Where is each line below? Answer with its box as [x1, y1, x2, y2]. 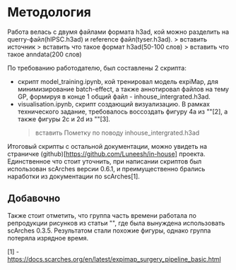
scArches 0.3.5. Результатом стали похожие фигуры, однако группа [7, 226, 211, 235]
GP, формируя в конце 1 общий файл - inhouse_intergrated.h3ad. [17, 92, 211, 101]
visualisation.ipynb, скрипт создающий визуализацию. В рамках [17, 99, 211, 108]
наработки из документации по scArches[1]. [7, 172, 140, 180]
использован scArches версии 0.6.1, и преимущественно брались [7, 164, 206, 173]
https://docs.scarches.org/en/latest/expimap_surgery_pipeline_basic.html [7, 254, 221, 263]
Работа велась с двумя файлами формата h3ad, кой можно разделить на [7, 27, 230, 36]
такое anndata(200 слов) [7, 50, 83, 59]
